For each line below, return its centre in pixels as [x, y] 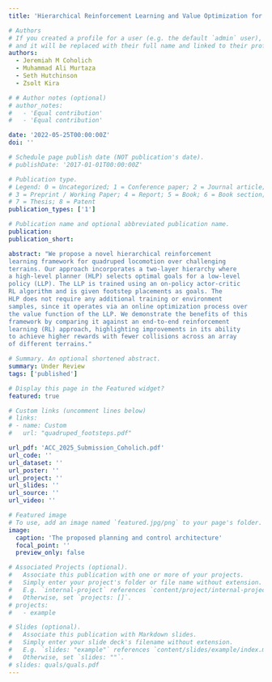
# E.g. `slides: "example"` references [79, 650]
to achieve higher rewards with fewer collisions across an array [123, 337]
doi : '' [21, 143]
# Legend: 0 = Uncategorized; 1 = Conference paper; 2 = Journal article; [137, 187]
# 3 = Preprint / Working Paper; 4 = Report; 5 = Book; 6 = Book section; [137, 194]
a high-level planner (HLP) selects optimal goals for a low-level [125, 276]
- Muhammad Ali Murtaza [55, 68]
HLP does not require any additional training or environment [115, 299]
